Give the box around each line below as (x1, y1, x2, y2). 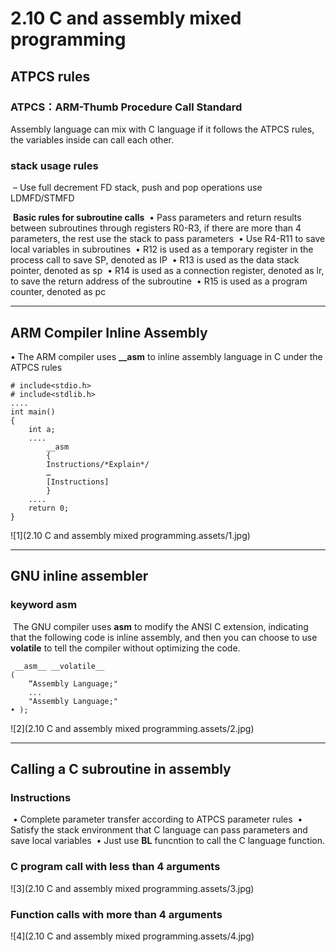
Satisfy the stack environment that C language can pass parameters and (10, 824, 308, 836)
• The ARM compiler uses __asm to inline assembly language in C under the (10, 350, 323, 362)
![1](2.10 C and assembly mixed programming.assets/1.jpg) (10, 529, 251, 541)
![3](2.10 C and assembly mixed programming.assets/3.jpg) (10, 882, 255, 894)
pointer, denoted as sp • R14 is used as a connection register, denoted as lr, (10, 265, 325, 277)
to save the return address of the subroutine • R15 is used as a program (10, 275, 308, 287)
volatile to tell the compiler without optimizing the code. (10, 642, 241, 654)
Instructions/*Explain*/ (46, 459, 150, 469)
